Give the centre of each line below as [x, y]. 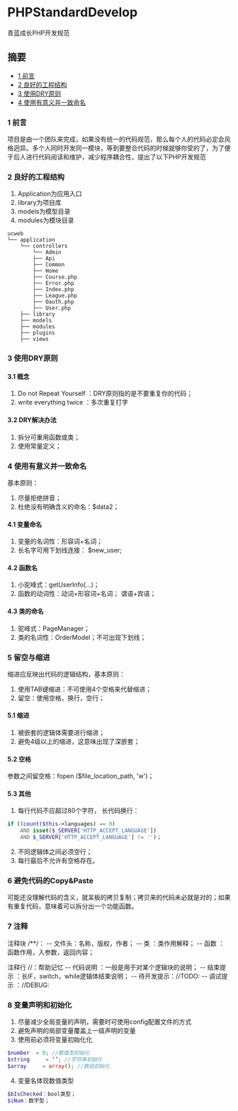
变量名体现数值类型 [46, 1081]
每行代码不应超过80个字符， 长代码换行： [78, 811]
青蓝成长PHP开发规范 [39, 33]
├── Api [44, 259]
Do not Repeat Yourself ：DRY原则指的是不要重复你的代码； [105, 393]
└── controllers [44, 246]
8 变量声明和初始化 [40, 1005]
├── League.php [55, 296]
